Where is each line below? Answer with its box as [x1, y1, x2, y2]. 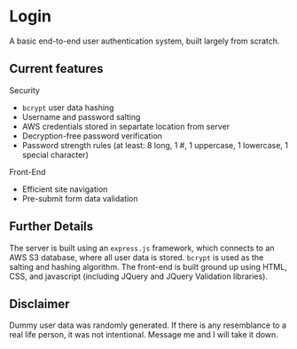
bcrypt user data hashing [21, 102, 114, 113]
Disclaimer [9, 296, 70, 312]
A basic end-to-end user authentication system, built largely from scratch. [9, 36, 280, 46]
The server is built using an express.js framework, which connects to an [9, 242, 275, 253]
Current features [9, 61, 104, 76]
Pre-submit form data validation [21, 193, 139, 203]
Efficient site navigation [21, 184, 108, 194]
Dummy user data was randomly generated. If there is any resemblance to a [9, 320, 286, 330]
